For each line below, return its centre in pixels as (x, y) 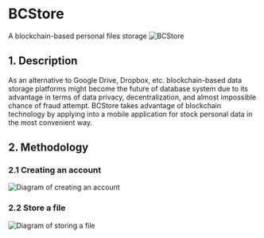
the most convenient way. (50, 122)
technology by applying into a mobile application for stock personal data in (130, 114)
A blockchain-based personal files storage (78, 36)
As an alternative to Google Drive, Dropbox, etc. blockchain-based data (125, 80)
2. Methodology (49, 148)
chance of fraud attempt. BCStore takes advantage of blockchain (115, 105)
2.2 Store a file (37, 208)
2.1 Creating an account (55, 170)
